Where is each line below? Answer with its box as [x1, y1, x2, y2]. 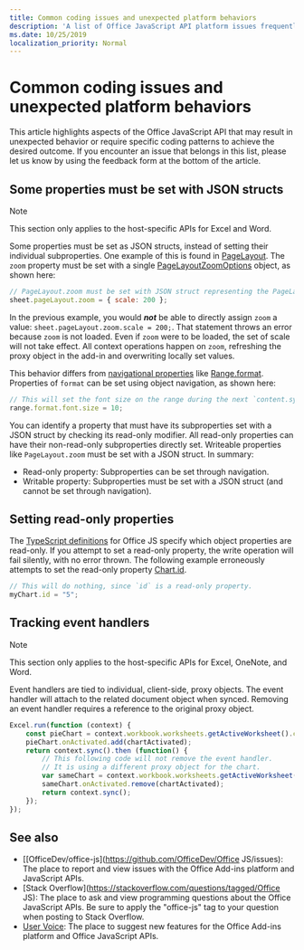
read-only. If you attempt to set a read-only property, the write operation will [9, 545, 294, 556]
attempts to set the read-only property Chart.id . [9, 565, 187, 575]
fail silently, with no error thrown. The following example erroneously [9, 555, 265, 565]
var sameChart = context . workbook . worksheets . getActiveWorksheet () [42, 771, 301, 781]
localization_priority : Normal [9, 38, 128, 48]
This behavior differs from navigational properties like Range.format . [9, 367, 264, 378]
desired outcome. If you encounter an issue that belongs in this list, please [9, 146, 287, 157]
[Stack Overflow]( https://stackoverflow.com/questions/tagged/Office [22, 883, 280, 894]
